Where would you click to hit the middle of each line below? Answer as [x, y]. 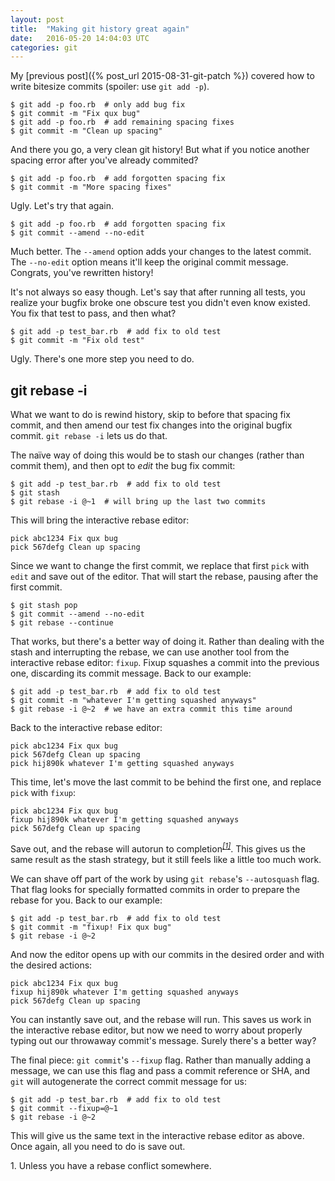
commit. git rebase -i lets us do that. [89, 436]
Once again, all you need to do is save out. [98, 1146]
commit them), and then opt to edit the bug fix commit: [123, 466]
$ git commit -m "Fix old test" [77, 341]
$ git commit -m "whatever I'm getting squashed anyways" [133, 701]
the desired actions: [51, 965]
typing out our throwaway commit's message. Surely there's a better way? [163, 1040]
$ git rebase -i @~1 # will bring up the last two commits [138, 502]
